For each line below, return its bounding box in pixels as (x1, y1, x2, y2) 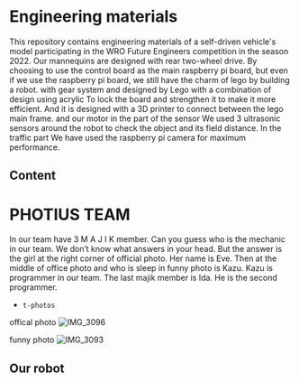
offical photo (9, 317, 57, 328)
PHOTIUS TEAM (9, 204, 131, 225)
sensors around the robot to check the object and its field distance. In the (9, 122, 282, 133)
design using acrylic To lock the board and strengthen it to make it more (9, 93, 276, 105)
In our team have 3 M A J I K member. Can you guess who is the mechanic (9, 234, 286, 245)
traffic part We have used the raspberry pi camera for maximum (9, 132, 246, 143)
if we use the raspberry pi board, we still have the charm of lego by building (9, 74, 290, 85)
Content (9, 168, 57, 183)
